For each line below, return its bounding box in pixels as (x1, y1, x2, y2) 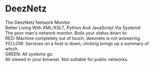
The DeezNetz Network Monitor (5, 19, 71, 25)
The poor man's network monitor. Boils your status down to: (5, 30, 128, 36)
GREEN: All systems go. (5, 51, 54, 57)
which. (5, 46, 19, 52)
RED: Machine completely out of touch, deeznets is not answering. (5, 35, 142, 41)
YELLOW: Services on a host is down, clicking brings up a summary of (5, 40, 149, 46)
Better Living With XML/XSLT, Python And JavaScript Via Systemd (5, 24, 141, 30)
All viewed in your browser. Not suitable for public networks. (5, 56, 129, 62)
